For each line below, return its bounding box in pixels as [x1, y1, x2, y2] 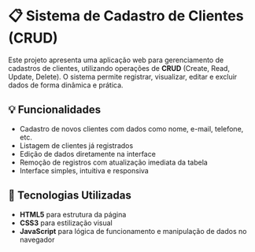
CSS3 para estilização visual [19, 218, 113, 228]
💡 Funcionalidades [8, 103, 101, 117]
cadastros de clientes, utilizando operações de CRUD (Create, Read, [8, 63, 231, 72]
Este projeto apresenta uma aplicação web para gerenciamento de [8, 55, 224, 65]
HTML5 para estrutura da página [19, 209, 127, 219]
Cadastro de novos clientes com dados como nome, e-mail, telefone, [19, 124, 244, 133]
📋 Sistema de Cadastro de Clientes [8, 7, 244, 25]
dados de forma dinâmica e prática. [8, 80, 124, 90]
